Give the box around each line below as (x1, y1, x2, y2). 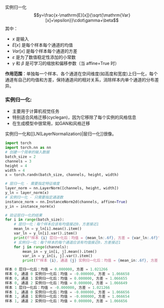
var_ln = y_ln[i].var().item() (14, 231, 78, 236)
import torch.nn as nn (5, 145, 51, 150)
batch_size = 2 (5, 154, 36, 159)
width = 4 (5, 168, 25, 173)
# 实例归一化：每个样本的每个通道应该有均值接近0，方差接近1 (14, 240, 121, 245)
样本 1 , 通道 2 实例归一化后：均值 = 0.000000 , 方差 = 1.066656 (5, 299, 128, 304)
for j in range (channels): (14, 245, 69, 249)
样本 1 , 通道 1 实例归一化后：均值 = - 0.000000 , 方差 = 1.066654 (5, 294, 130, 299)
